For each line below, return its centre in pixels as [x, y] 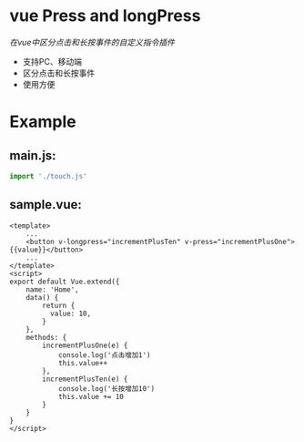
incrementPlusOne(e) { [85, 345]
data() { [42, 297]
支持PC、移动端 [52, 61]
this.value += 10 [91, 396]
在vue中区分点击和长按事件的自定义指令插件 [92, 42]
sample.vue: [46, 205]
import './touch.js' [49, 176]
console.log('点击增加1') [105, 355]
